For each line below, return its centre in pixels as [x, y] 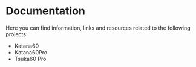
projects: [17, 34]
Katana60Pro [31, 52]
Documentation [46, 11]
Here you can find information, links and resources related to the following [98, 28]
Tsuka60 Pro [30, 59]
